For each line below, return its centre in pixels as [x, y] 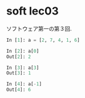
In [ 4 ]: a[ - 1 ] [24, 84]
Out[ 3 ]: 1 [19, 73]
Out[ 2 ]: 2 [19, 57]
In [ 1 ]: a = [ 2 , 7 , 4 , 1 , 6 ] [43, 40]
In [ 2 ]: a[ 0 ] [23, 51]
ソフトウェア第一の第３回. [39, 28]
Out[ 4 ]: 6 [19, 90]
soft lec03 [32, 11]
